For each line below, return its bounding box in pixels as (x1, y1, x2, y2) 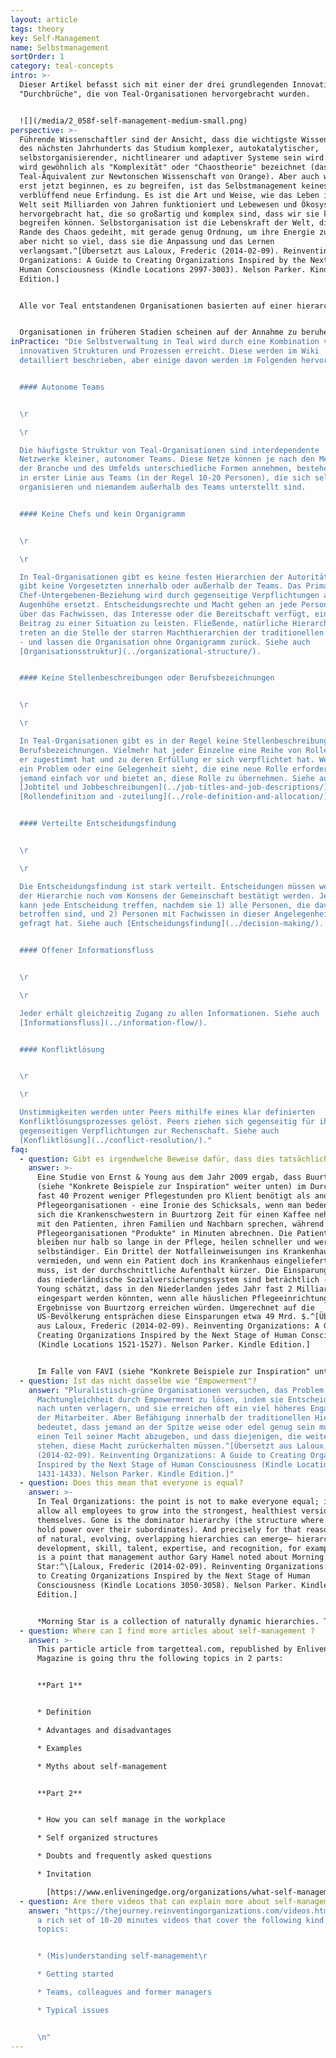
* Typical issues (36, 2005, 110, 2015)
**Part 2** (36, 1788, 83, 1798)
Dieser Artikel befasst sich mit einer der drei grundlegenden (19, 80, 288, 90)
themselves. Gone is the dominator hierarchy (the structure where (36, 1515, 325, 1525)
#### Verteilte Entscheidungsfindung (19, 819, 177, 829)
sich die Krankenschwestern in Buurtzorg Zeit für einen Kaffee (36, 1209, 311, 1220)
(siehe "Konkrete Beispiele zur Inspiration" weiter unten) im (36, 1182, 307, 1192)
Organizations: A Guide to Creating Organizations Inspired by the (19, 255, 307, 265)
